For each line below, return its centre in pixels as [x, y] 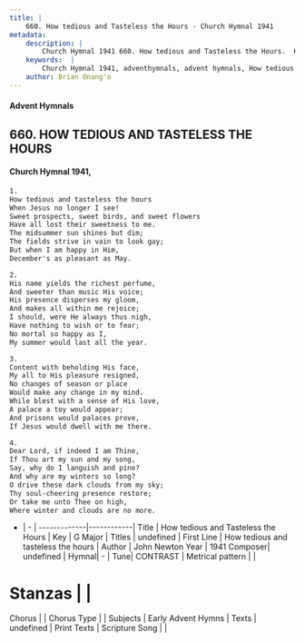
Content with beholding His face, [75, 367]
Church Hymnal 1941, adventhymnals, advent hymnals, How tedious [168, 69]
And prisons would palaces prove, [75, 418]
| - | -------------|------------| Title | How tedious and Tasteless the [149, 528]
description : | [54, 43]
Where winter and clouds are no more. [83, 510]
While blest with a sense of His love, [85, 401]
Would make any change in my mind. [77, 393]
